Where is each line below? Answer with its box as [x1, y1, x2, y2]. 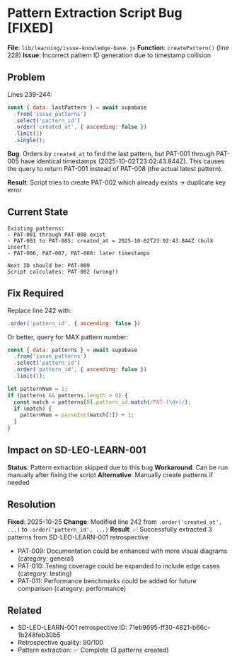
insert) [7, 243, 30, 250]
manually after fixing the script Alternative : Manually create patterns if [7, 470, 214, 479]
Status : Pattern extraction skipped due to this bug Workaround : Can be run [7, 463, 229, 472]
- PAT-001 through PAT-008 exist [7, 231, 106, 238]
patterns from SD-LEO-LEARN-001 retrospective [7, 532, 149, 542]
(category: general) [17, 554, 74, 563]
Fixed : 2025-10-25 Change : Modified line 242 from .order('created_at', [7, 517, 223, 526]
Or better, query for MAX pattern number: [7, 332, 129, 341]
